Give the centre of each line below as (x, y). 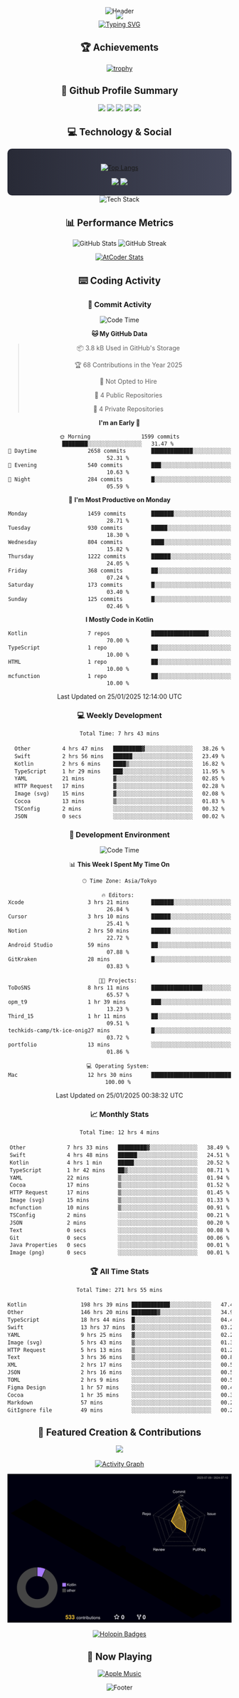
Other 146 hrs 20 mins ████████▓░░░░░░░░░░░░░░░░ (110, 1313)
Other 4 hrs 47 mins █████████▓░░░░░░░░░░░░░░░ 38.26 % (119, 749)
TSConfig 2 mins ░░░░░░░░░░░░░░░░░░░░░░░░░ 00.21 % (119, 1215)
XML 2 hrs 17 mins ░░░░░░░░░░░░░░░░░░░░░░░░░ (110, 1365)
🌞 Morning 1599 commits (119, 437)
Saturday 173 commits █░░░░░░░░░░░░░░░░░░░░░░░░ (119, 585)
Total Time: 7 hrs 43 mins (119, 734)
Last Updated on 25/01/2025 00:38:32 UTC (119, 1095)
